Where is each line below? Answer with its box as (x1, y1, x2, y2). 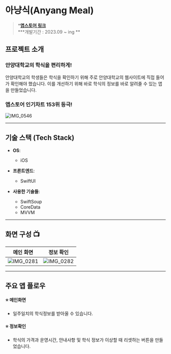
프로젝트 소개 (5, 45, 44, 54)
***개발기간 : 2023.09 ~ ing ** (17, 28, 80, 35)
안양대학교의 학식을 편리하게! (5, 62, 72, 69)
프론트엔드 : (12, 167, 35, 173)
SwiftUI (20, 178, 36, 184)
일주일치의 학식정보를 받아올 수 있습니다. (12, 311, 93, 317)
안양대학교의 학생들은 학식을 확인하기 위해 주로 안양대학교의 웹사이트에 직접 (5, 74, 155, 80)
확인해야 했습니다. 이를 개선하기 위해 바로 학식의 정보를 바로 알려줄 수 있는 (10, 80, 157, 86)
